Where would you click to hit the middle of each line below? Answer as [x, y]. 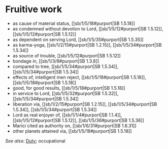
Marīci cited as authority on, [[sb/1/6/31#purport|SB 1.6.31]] [74, 126]
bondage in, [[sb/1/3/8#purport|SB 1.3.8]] [56, 61]
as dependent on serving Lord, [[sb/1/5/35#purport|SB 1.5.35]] [78, 40]
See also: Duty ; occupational [36, 141]
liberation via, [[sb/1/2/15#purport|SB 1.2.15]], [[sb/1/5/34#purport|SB [85, 104]
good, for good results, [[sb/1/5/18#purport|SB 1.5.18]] [69, 88]
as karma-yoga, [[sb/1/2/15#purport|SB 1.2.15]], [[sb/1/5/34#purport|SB [87, 45]
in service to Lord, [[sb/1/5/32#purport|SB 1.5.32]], [65, 93]
